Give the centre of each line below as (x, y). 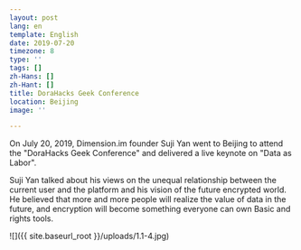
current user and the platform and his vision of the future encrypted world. (148, 190)
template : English (44, 34)
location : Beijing (44, 102)
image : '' (28, 110)
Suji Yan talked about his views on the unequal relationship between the (143, 181)
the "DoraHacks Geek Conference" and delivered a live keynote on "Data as (150, 153)
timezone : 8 (32, 51)
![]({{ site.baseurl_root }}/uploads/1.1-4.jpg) (89, 236)
